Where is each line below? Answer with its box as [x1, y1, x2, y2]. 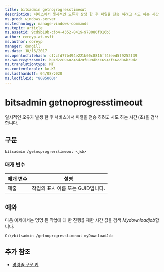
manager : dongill [5, 44, 41, 49]
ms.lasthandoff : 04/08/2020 [5, 71, 63, 76]
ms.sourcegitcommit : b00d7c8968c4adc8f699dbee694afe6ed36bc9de [5, 58, 137, 62]
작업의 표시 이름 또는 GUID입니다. [31, 185, 105, 192]
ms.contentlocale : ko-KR [5, 67, 56, 72]
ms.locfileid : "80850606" [5, 76, 58, 81]
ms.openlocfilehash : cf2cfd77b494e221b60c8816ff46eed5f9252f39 [5, 53, 137, 58]
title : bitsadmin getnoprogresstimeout [5, 7, 87, 12]
